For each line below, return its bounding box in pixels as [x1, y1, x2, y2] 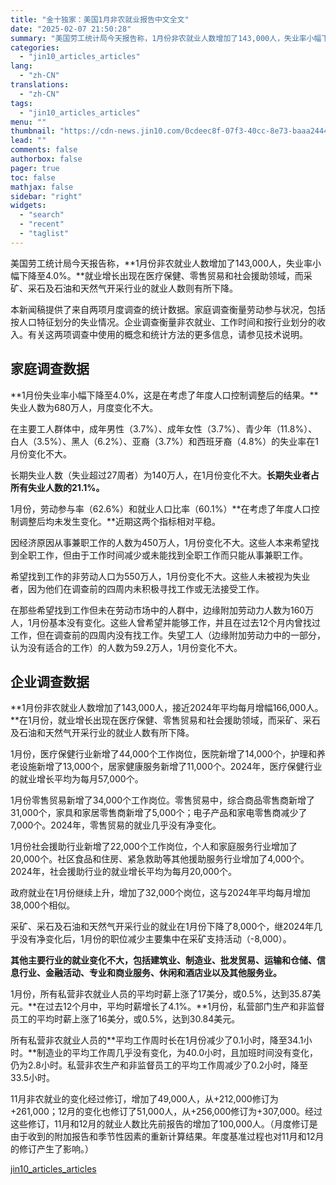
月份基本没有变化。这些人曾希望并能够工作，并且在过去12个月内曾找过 [31, 616, 321, 628]
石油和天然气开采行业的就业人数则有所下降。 [53, 282, 238, 294]
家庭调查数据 [10, 361, 90, 378]
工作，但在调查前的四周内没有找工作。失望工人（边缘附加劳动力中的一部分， [10, 629, 326, 641]
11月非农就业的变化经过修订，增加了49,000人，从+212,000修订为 [10, 1093, 279, 1105]
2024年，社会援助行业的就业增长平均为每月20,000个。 [10, 866, 237, 878]
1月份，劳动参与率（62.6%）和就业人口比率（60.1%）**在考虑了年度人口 [10, 502, 312, 515]
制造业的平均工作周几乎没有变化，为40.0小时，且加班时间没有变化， [36, 1047, 319, 1059]
